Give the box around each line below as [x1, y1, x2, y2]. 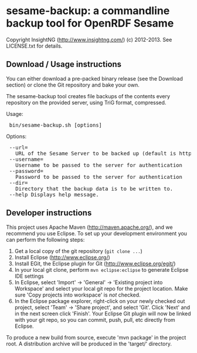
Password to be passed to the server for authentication [15, 174, 183, 180]
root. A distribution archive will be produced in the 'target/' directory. [6, 340, 172, 347]
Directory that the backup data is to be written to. [15, 185, 174, 192]
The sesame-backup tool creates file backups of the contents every [6, 92, 171, 99]
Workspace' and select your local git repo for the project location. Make [14, 285, 188, 292]
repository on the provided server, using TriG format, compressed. [6, 99, 167, 106]
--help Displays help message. [9, 191, 99, 198]
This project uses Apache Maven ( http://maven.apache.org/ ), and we [6, 224, 173, 231]
